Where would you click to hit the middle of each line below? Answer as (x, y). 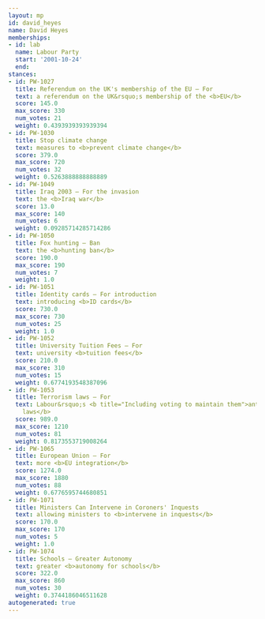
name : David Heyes (38, 30)
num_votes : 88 (38, 485)
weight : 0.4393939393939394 (62, 126)
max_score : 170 (40, 530)
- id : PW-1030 (32, 133)
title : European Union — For (63, 456)
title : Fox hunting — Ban (58, 243)
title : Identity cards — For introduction (86, 294)
